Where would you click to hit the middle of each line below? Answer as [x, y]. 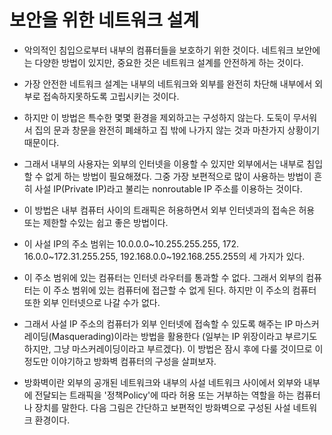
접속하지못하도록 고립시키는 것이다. [111, 96]
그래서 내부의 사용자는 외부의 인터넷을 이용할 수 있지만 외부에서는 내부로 [164, 163]
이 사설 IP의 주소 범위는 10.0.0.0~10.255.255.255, [122, 243]
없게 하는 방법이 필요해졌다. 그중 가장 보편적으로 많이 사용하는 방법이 [178, 176]
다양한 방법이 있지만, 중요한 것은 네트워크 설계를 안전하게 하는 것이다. [169, 62]
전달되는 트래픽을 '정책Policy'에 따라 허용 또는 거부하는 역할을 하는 [164, 395]
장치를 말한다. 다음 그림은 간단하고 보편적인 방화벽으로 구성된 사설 [162, 407]
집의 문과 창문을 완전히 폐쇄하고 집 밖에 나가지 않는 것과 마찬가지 [160, 130]
